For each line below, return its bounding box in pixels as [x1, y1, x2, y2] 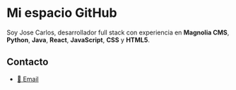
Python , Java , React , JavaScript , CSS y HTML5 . [6, 35, 150, 44]
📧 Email [16, 75, 40, 83]
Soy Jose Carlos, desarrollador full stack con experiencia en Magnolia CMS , [6, 28, 230, 37]
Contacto [6, 56, 49, 68]
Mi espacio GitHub [6, 5, 117, 21]
